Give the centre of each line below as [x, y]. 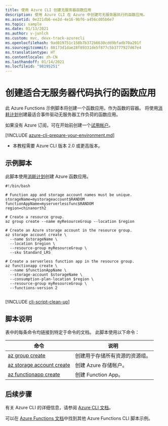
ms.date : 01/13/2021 [27, 29]
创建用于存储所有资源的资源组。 [113, 356]
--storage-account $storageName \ [46, 275]
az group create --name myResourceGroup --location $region [70, 221]
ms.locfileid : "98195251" [32, 66]
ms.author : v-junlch [27, 33]
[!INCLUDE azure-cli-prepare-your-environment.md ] [60, 135]
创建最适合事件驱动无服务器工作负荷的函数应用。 [69, 114]
